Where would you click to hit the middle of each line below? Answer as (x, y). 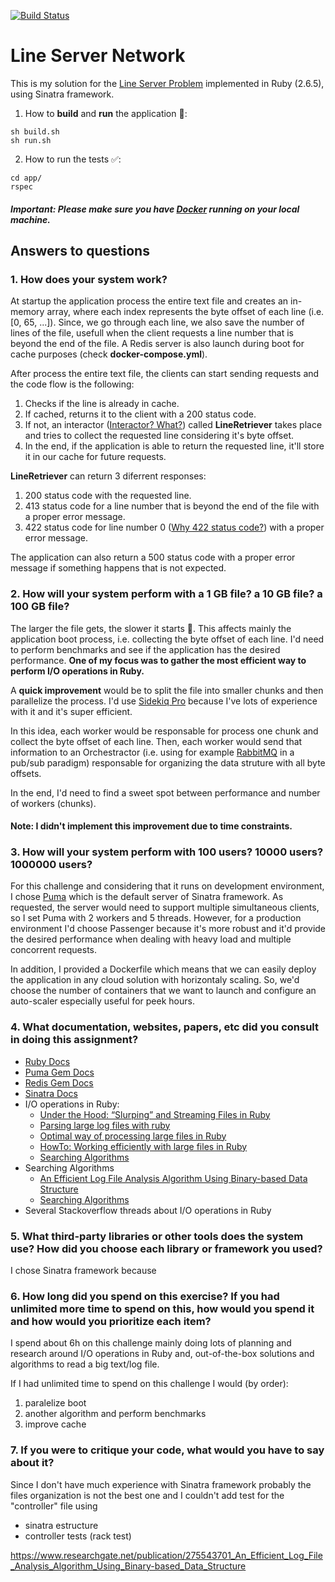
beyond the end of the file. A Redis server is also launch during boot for (157, 344)
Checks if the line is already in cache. (102, 404)
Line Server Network (98, 56)
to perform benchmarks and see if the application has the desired (145, 649)
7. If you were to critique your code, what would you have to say (167, 1450)
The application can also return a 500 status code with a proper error (153, 557)
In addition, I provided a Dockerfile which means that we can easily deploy (163, 969)
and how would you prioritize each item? (111, 1321)
